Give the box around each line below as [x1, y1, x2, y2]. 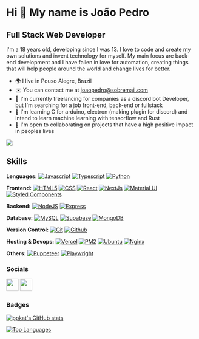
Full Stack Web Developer [6, 30, 106, 40]
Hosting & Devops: [6, 238, 55, 245]
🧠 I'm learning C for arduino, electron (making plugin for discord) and [15, 108, 188, 115]
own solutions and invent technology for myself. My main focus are [6, 52, 174, 60]
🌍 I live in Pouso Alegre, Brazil [15, 77, 92, 84]
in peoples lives [15, 128, 55, 134]
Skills [6, 156, 27, 166]
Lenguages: [6, 173, 38, 180]
